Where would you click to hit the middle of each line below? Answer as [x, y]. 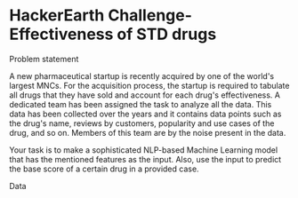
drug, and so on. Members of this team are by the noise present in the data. [148, 132]
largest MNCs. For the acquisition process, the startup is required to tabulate [149, 85]
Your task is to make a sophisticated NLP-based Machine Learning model [144, 150]
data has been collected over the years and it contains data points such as [145, 114]
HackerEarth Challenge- [101, 16]
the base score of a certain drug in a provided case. [104, 169]
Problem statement [44, 59]
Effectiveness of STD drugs [113, 34]
